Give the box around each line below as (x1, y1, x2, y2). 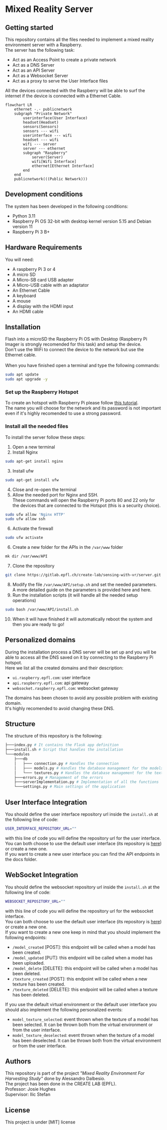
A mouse (12, 298, 31, 304)
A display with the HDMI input (12, 303, 74, 309)
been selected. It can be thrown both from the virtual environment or (12, 1021, 153, 1027)
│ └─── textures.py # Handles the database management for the (14, 770, 153, 775)
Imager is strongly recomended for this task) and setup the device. (5, 341, 142, 347)
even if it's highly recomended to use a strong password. (5, 410, 122, 416)
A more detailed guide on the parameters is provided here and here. (12, 587, 152, 593)
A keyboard (12, 292, 36, 298)
